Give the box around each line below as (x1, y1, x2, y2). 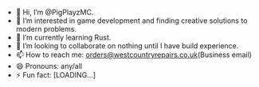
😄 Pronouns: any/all (15, 62, 82, 70)
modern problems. (15, 25, 77, 33)
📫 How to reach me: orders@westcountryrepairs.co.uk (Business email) (15, 50, 253, 59)
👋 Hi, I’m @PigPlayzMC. (15, 8, 94, 17)
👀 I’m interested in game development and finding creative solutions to (15, 16, 248, 25)
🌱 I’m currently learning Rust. (15, 32, 112, 42)
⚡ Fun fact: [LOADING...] (15, 70, 96, 79)
